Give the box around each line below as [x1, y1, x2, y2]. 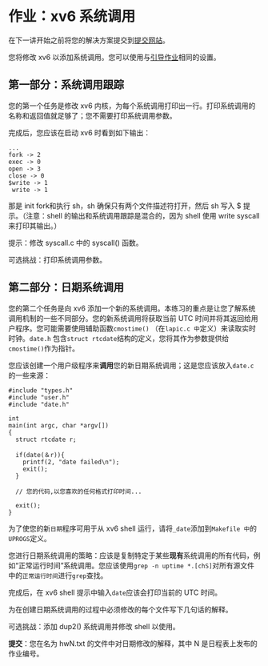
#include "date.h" [8, 400, 70, 408]
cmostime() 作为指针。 [8, 343, 80, 353]
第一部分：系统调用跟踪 [8, 78, 124, 92]
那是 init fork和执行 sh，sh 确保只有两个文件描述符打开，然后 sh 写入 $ [8, 201, 242, 211]
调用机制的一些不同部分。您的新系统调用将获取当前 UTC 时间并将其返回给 [8, 313, 252, 323]
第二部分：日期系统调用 [8, 281, 124, 295]
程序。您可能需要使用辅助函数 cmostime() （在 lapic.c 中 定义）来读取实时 [14, 323, 256, 333]
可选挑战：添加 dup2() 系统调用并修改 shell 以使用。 [8, 621, 180, 631]
